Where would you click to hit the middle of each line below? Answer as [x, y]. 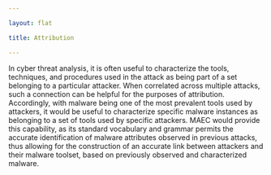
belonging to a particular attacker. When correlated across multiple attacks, [134, 85]
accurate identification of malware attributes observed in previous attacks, [133, 137]
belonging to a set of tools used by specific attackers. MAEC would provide [134, 120]
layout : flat [30, 23]
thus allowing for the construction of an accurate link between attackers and [136, 146]
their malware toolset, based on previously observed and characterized [128, 155]
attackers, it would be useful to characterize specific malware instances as [133, 112]
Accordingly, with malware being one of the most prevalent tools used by [131, 103]
